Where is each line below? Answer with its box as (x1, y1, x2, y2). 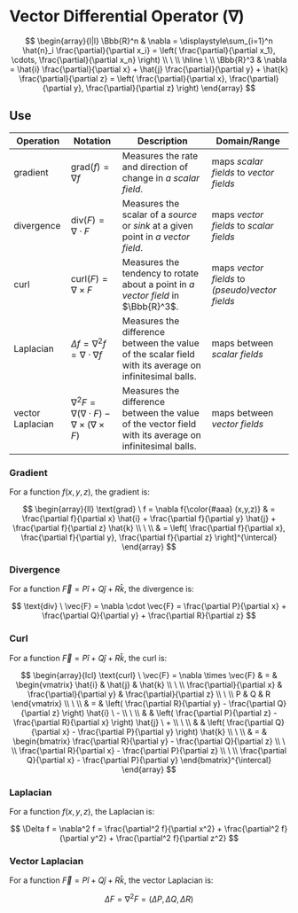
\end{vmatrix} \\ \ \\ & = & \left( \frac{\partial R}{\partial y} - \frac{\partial (12, 698, 276, 708)
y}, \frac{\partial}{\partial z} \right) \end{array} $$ (74, 82, 255, 93)
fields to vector (211, 166, 275, 178)
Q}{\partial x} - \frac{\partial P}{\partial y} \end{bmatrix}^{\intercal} (26, 754, 272, 765)
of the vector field (122, 417, 197, 430)
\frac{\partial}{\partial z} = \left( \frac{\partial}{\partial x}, (19, 73, 228, 83)
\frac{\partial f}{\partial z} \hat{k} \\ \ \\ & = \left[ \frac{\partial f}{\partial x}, (12, 523, 286, 534)
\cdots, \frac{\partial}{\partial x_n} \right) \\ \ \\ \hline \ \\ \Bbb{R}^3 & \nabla (11, 54, 287, 65)
